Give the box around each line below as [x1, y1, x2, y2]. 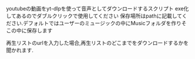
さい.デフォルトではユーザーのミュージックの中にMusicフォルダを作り [11, 20, 182, 26]
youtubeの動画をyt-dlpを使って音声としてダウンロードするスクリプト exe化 [6, 5, 189, 12]
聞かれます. [6, 47, 34, 54]
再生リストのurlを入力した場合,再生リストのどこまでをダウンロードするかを [6, 40, 189, 46]
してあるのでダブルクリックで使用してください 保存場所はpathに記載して [6, 12, 182, 19]
